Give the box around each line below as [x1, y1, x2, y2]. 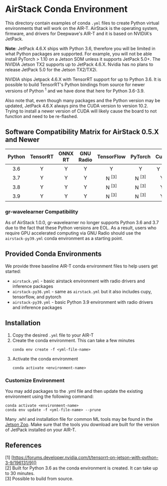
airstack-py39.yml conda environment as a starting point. [5, 236, 123, 242]
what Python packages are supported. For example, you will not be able [5, 51, 153, 57]
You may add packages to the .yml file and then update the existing [5, 388, 143, 394]
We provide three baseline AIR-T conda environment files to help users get [5, 263, 158, 269]
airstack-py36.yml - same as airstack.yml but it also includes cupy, [12, 288, 152, 294]
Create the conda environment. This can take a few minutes [12, 337, 135, 343]
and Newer [5, 135, 40, 144]
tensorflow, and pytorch [12, 294, 62, 300]
